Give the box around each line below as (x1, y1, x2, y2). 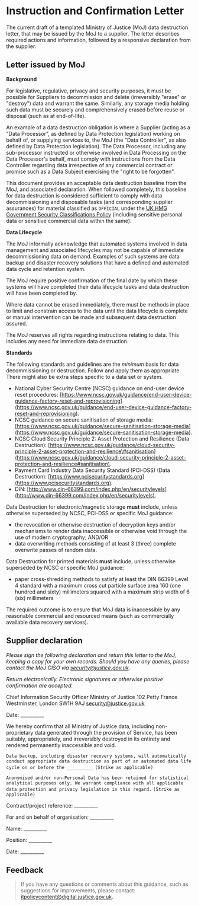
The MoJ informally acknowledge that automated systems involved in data (6, 240, 187, 247)
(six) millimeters (14, 594, 54, 601)
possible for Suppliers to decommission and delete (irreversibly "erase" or (6, 93, 187, 100)
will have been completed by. (6, 289, 77, 296)
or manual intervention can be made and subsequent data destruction (6, 313, 176, 321)
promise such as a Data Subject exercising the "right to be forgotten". (6, 168, 176, 175)
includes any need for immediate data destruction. (6, 337, 129, 344)
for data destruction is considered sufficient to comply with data (6, 192, 163, 199)
